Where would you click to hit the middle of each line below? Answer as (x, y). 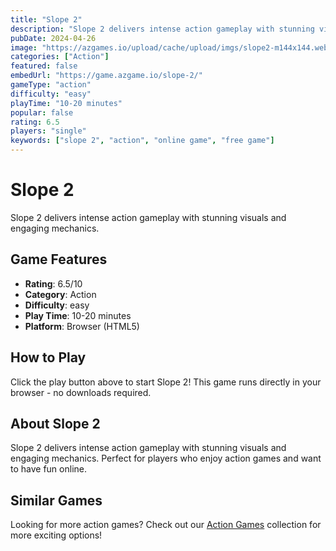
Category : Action (60, 294)
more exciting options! (56, 535)
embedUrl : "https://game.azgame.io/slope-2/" (106, 76)
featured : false (44, 66)
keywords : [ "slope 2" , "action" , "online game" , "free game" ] (142, 141)
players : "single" (48, 131)
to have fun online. (48, 469)
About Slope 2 (55, 423)
